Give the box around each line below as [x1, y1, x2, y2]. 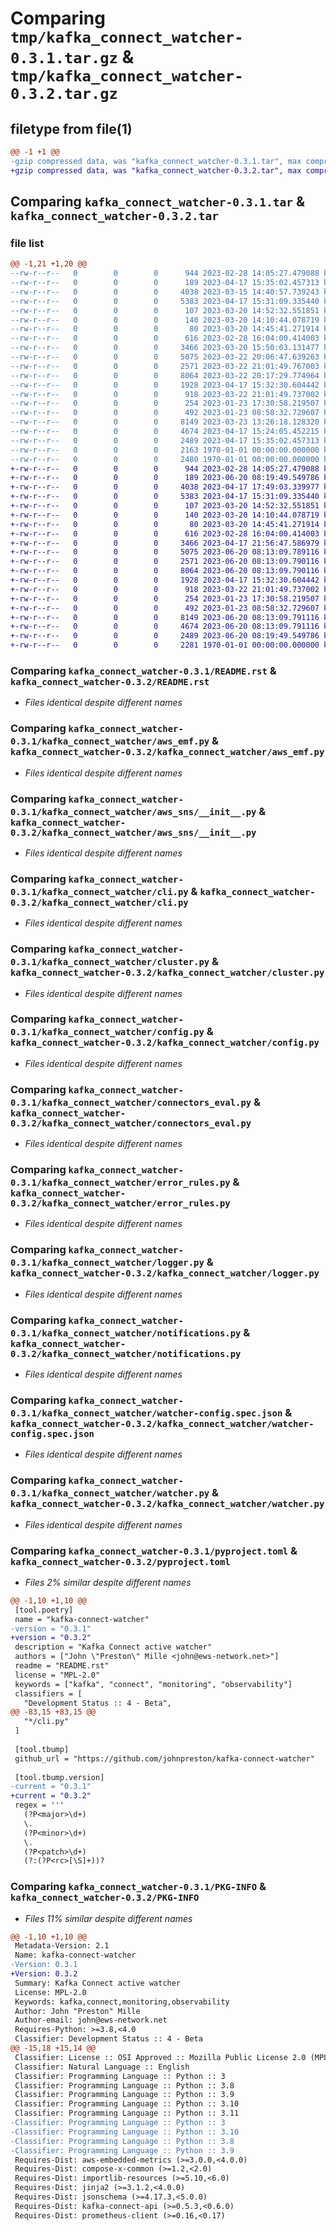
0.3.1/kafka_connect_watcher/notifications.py [10, 1327, 242, 1339]
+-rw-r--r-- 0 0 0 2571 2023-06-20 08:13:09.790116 [10, 557, 320, 567]
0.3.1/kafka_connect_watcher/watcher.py [10, 1488, 210, 1499]
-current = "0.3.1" [10, 1782, 92, 1792]
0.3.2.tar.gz [10, 85, 118, 104]
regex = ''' [14, 1800, 65, 1811]
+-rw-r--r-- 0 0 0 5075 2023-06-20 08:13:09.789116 [10, 547, 320, 557]
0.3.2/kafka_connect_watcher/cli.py [10, 897, 189, 908]
